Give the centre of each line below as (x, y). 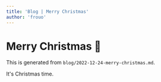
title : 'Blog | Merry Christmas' (48, 12)
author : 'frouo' (26, 17)
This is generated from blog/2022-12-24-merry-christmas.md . (81, 63)
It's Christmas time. (30, 74)
